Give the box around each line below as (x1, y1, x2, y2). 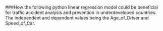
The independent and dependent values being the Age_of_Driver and (5, 15, 149, 20)
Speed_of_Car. (5, 20, 35, 26)
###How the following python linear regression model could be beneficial (5, 4, 158, 10)
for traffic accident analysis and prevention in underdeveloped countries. (5, 9, 157, 15)
